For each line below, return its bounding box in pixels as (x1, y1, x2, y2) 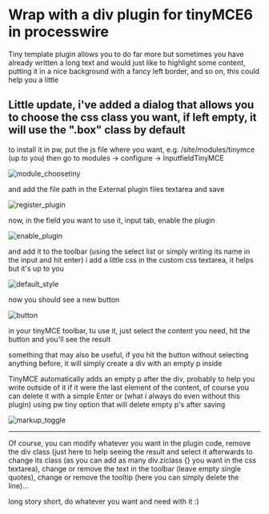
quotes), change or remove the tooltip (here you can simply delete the (8, 472, 239, 482)
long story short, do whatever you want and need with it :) (8, 496, 199, 506)
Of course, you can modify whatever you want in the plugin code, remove (8, 438, 251, 447)
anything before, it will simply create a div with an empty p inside (8, 358, 223, 368)
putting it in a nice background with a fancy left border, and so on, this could (8, 66, 260, 75)
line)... (8, 480, 30, 491)
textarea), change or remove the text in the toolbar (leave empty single (8, 463, 242, 473)
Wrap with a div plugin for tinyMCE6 (8, 6, 254, 24)
